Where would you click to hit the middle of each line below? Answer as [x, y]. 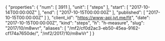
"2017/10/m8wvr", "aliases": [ [36, 28]
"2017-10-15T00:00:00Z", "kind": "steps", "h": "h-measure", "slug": [75, 23]
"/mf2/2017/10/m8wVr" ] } [67, 33]
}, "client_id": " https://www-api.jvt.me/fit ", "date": [99, 18]
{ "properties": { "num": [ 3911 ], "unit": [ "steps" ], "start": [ [67, 7]
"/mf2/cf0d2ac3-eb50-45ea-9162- [104, 28]
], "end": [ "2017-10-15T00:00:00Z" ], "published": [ [91, 12]
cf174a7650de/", [22, 33]
